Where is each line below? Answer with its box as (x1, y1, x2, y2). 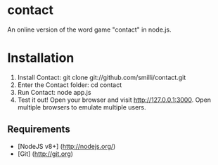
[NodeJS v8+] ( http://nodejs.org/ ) (17, 142, 116, 150)
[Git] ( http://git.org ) (17, 150, 74, 158)
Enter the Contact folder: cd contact (17, 80, 122, 89)
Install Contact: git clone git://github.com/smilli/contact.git (17, 73, 186, 81)
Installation (7, 50, 75, 66)
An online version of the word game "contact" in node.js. (7, 25, 172, 34)
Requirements (7, 124, 70, 136)
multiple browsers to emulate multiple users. (17, 103, 146, 111)
